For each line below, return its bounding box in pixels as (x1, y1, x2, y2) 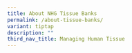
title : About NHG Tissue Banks (7, 10, 97, 17)
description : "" (7, 29, 54, 36)
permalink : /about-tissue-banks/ (7, 17, 104, 23)
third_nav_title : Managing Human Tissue (7, 36, 126, 43)
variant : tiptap (7, 23, 54, 30)
